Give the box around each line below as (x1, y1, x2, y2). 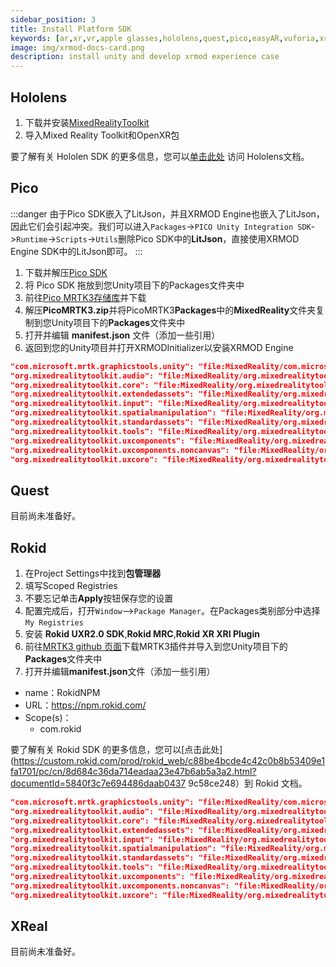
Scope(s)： (24, 712, 72, 723)
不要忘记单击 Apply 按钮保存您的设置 (24, 592, 174, 604)
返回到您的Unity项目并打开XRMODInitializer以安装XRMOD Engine (24, 341, 294, 353)
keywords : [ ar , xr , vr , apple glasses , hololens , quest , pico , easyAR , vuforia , (10, 33, 320, 43)
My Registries (24, 618, 84, 628)
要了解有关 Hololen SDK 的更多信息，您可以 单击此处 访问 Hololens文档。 (10, 150, 310, 162)
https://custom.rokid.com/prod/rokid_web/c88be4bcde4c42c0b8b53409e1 (13, 755, 325, 766)
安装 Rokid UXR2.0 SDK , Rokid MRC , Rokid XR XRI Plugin (24, 628, 260, 640)
